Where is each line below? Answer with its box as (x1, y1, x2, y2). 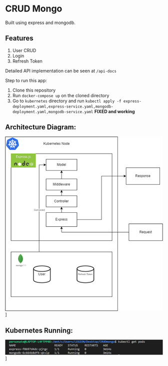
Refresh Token (12, 58, 42, 64)
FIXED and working (94, 108, 135, 114)
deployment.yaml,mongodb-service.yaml (12, 109, 93, 114)
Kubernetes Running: (5, 326, 73, 334)
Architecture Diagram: (5, 123, 76, 132)
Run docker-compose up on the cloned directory (12, 92, 109, 98)
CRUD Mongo (5, 3, 62, 15)
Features (5, 34, 33, 43)
